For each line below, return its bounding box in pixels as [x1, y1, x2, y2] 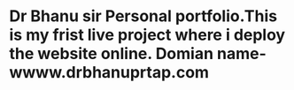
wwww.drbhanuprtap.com [9, 63, 210, 83]
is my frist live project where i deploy [9, 25, 286, 45]
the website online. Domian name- [9, 44, 267, 64]
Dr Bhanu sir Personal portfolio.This [9, 6, 277, 26]
